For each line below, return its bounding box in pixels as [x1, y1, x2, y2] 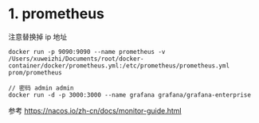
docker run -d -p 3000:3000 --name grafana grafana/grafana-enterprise [8, 90, 251, 99]
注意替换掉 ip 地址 [8, 32, 68, 41]
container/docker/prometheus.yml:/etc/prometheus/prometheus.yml [8, 61, 230, 70]
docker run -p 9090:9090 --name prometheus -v [8, 48, 166, 56]
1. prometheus [8, 5, 105, 23]
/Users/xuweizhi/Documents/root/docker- [8, 55, 145, 63]
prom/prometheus [8, 68, 62, 76]
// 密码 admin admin [8, 84, 74, 92]
